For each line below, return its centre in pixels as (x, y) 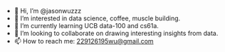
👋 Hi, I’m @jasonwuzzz (48, 11)
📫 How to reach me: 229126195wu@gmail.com (84, 41)
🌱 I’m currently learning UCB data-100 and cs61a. (86, 26)
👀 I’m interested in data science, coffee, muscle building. (97, 18)
